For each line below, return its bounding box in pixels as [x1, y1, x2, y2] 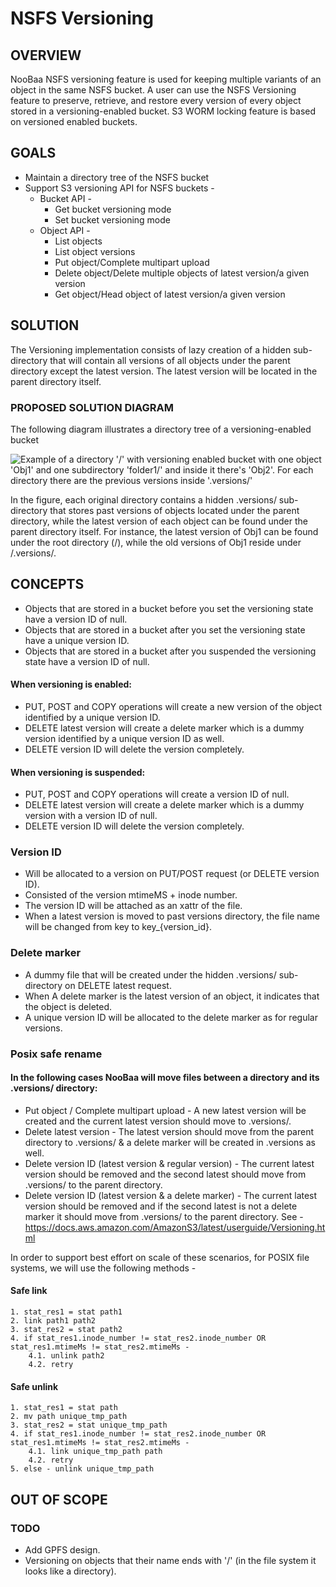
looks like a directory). [24, 1565, 117, 1577]
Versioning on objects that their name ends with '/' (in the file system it [24, 1554, 317, 1566]
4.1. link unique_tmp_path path [28, 1447, 163, 1457]
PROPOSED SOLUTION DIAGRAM [10, 400, 174, 414]
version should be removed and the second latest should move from [24, 1168, 307, 1180]
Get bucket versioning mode [54, 203, 172, 215]
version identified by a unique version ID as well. [24, 732, 225, 744]
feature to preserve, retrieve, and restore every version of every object [10, 95, 302, 106]
